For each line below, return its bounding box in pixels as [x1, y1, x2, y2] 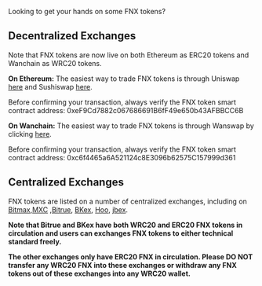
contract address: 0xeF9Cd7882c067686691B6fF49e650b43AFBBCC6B [8, 105, 244, 115]
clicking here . [8, 129, 53, 138]
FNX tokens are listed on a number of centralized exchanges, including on [8, 196, 247, 206]
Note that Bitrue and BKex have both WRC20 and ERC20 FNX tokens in [8, 220, 243, 229]
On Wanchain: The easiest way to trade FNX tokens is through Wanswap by [8, 121, 255, 130]
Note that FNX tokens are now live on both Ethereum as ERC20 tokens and [8, 50, 249, 60]
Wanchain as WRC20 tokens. [8, 58, 102, 68]
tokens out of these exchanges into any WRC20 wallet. [8, 269, 191, 278]
